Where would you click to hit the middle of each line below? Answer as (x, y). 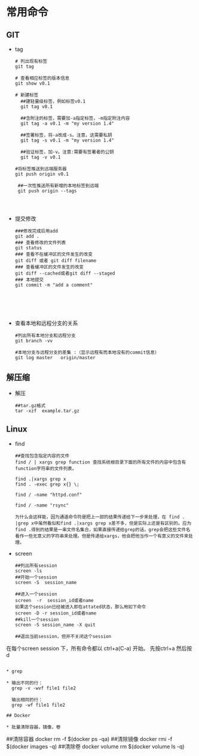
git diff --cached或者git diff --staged (65, 273)
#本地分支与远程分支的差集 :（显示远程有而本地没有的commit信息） (87, 353)
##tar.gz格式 (30, 405)
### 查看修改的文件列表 (40, 243)
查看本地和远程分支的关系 (46, 323)
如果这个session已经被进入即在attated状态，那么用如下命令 (80, 607)
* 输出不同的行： (25, 683)
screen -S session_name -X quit (55, 625)
